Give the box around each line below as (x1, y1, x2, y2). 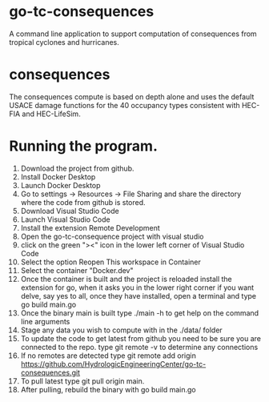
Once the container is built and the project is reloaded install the (20, 274, 233, 283)
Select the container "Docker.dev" (20, 265, 134, 275)
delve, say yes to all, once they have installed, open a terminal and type (20, 291, 257, 300)
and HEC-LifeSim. (22, 109, 81, 119)
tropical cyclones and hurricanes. (9, 37, 119, 46)
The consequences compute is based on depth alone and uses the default (9, 91, 255, 102)
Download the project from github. (20, 163, 134, 173)
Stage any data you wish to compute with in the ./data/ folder (20, 325, 223, 335)
